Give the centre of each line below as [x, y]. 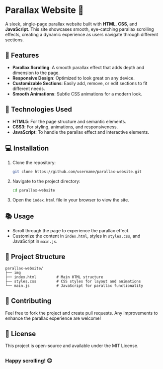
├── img [13, 273]
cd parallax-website [34, 190]
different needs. [29, 89]
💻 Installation [27, 148]
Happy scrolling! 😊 [29, 361]
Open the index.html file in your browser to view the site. [71, 200]
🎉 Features [22, 55]
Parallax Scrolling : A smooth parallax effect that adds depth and [78, 67]
